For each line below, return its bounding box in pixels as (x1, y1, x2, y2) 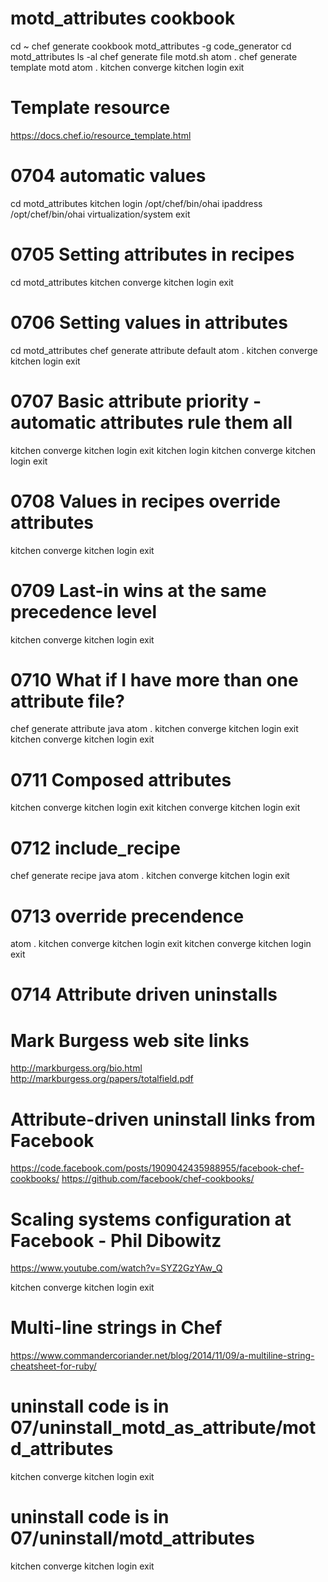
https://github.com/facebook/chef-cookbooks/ (61, 1173, 255, 1185)
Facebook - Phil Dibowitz (10, 1229, 222, 1252)
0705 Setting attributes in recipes (10, 243, 295, 266)
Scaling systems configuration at (10, 1208, 292, 1231)
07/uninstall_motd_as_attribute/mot (10, 1417, 317, 1439)
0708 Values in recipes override (10, 490, 281, 512)
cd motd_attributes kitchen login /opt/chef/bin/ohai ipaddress (10, 197, 263, 209)
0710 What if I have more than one (10, 668, 299, 691)
